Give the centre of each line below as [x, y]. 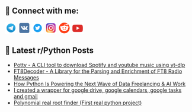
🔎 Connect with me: [42, 11]
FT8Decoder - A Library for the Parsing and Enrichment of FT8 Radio [98, 71]
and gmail [25, 96]
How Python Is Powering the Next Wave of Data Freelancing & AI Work [100, 84]
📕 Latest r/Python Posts [49, 51]
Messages [26, 77]
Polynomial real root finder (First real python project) [78, 103]
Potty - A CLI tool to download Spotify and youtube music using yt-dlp [99, 65]
